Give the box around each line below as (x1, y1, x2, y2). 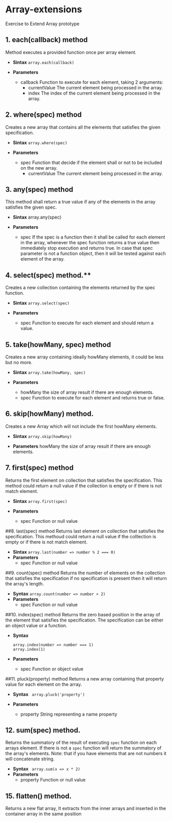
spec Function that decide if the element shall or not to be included (20, 159, 163, 166)
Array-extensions (5, 4, 82, 15)
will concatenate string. (5, 756, 55, 762)
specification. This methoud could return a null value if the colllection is (5, 533, 157, 539)
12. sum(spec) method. (5, 726, 81, 735)
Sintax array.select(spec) (12, 300, 70, 306)
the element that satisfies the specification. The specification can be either (5, 617, 164, 623)
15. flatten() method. (5, 792, 72, 800)
